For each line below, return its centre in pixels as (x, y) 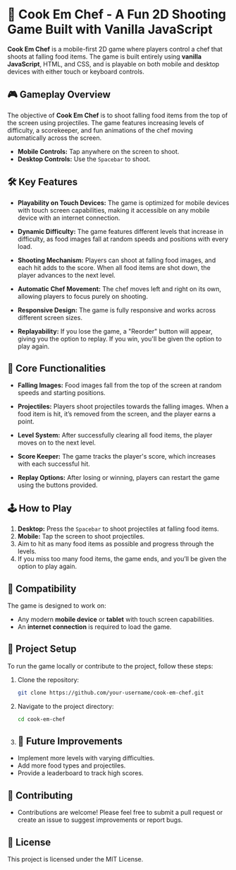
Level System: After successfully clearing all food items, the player (115, 435)
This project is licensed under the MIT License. (75, 859)
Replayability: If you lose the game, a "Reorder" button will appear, (115, 331)
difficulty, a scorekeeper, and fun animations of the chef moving (100, 130)
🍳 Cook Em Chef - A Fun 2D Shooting (117, 14)
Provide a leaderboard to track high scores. (80, 773)
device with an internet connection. (69, 218)
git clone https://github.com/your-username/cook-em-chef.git (111, 693)
